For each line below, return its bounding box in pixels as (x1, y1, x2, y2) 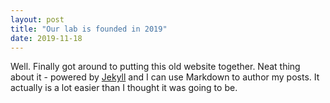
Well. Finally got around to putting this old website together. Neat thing (10, 61, 301, 73)
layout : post (10, 14, 65, 25)
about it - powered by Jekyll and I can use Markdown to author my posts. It (10, 71, 320, 83)
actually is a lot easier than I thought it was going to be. (10, 82, 238, 94)
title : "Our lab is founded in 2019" (10, 24, 168, 34)
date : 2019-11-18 (10, 33, 83, 43)
